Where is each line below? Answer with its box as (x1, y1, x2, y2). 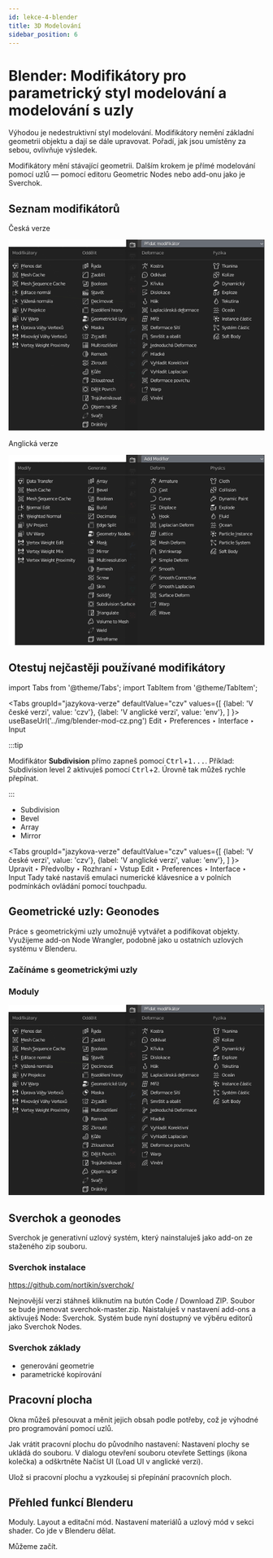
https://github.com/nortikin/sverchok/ (8, 1280, 135, 1290)
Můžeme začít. (8, 1542, 58, 1551)
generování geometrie (19, 1360, 95, 1371)
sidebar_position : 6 (8, 30, 79, 38)
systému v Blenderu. (8, 943, 77, 953)
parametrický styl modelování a (8, 84, 227, 102)
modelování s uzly (8, 101, 134, 120)
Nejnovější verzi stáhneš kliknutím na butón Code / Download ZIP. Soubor (8, 1296, 255, 1306)
